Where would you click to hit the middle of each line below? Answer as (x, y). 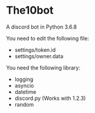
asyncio (24, 85)
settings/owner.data (39, 56)
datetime (25, 92)
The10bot (30, 10)
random (24, 104)
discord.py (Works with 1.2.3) (50, 98)
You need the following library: (43, 68)
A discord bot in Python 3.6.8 (42, 27)
